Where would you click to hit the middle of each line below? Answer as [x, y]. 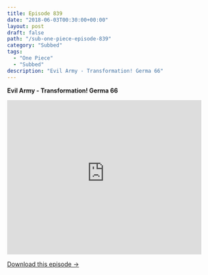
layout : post [26, 26]
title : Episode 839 [35, 13]
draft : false [26, 33]
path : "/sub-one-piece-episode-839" [59, 39]
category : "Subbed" [35, 45]
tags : [15, 52]
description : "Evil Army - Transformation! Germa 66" [86, 71]
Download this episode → [43, 264]
